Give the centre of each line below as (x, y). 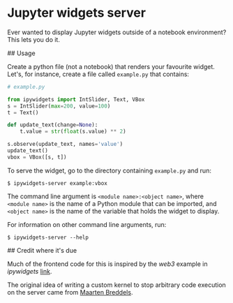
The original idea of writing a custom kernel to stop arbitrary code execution (117, 285)
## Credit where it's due (42, 250)
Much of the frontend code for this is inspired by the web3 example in (107, 264)
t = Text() (23, 112)
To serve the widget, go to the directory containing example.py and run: (109, 170)
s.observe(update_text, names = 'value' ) (65, 145)
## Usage (22, 53)
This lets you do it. (34, 39)
